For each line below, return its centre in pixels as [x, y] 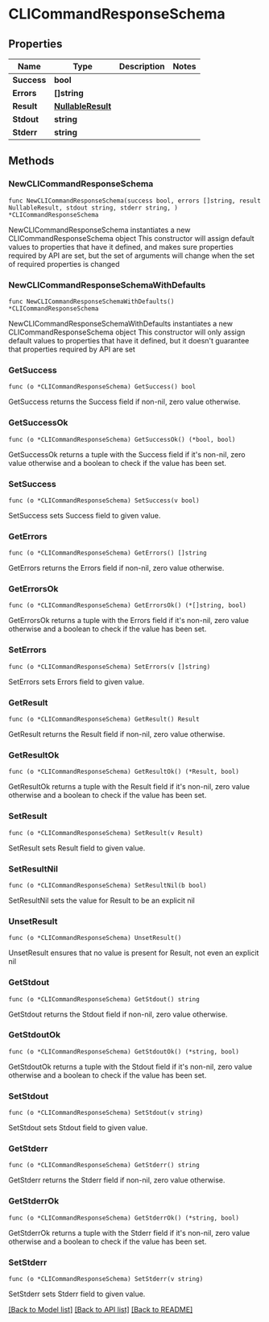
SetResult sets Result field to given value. [77, 848]
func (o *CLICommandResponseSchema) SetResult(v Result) [106, 833]
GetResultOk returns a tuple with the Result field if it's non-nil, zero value [129, 787]
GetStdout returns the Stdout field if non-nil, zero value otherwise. [118, 1014]
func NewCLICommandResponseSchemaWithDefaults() [91, 301]
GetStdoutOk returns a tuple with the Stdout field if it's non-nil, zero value [130, 1066]
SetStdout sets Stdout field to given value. [78, 1128]
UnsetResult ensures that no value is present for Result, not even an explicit [134, 953]
